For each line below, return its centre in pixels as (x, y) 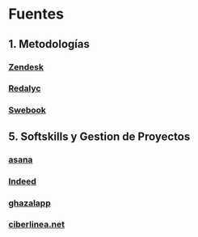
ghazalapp (29, 203)
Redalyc (25, 88)
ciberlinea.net (36, 225)
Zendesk (26, 67)
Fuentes (36, 14)
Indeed (22, 181)
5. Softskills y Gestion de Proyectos (99, 136)
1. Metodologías (49, 44)
